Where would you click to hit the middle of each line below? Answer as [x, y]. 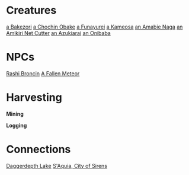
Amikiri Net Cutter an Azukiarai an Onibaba [58, 33]
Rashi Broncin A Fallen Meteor [43, 73]
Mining [15, 114]
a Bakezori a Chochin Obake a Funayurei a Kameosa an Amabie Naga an [94, 27]
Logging [17, 125]
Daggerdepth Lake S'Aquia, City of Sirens [57, 166]
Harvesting [34, 98]
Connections [39, 149]
